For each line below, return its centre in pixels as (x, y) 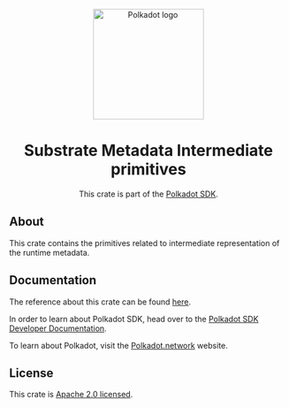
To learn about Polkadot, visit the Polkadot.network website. (118, 345)
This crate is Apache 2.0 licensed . (71, 395)
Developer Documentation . (58, 328)
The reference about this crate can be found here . (100, 302)
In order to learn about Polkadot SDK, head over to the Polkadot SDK (134, 319)
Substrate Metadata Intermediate (148, 151)
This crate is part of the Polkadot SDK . (148, 194)
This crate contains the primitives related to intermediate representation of (144, 242)
